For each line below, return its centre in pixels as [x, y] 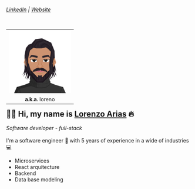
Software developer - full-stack [44, 128]
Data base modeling [39, 180]
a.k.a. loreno [40, 100]
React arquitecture [37, 167]
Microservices [32, 161]
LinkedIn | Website [28, 9]
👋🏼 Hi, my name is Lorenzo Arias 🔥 [70, 114]
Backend [25, 173]
